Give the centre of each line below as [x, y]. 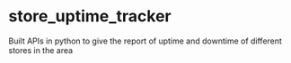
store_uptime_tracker [90, 16]
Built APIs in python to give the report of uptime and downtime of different [145, 41]
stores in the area [41, 50]
